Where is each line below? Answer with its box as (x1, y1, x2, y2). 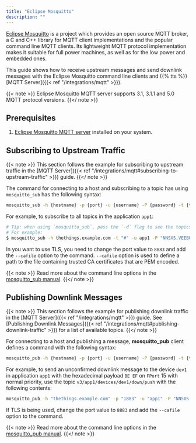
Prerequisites (6, 113, 56, 123)
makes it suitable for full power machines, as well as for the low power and (6, 49, 185, 56)
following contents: (6, 385, 52, 392)
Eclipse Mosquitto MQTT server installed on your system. (14, 129, 153, 136)
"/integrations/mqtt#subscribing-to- (91, 167, 178, 174)
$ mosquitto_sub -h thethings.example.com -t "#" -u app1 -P (6, 235, 158, 241)
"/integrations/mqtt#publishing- (103, 320, 180, 327)
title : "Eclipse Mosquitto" (6, 8, 75, 15)
